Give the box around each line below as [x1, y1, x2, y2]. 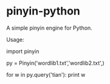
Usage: [6, 36, 24, 43]
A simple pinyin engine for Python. [6, 24, 92, 31]
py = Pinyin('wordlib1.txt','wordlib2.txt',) [6, 59, 105, 66]
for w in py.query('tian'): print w [6, 71, 86, 78]
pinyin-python [6, 4, 81, 18]
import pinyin [6, 47, 40, 55]
